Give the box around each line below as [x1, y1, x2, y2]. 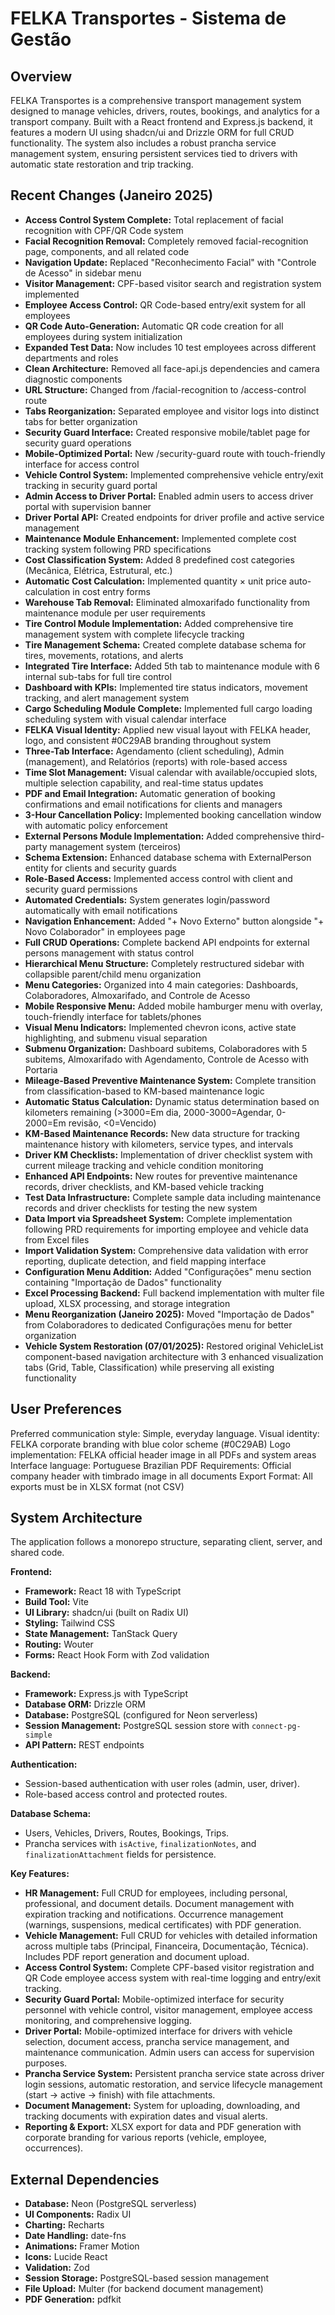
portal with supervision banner [24, 500, 152, 512]
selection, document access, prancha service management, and [24, 2036, 290, 2048]
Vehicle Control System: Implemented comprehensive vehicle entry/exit [24, 468, 324, 481]
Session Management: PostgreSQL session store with [24, 1720, 250, 1732]
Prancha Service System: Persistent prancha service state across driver [24, 2068, 325, 2080]
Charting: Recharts [24, 2219, 105, 2231]
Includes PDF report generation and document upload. [24, 1951, 250, 1963]
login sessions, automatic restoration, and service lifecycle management [24, 2078, 323, 2091]
